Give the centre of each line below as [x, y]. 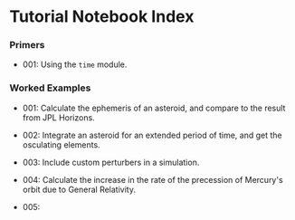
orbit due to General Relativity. [79, 189]
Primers [27, 45]
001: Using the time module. [75, 64]
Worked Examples [50, 88]
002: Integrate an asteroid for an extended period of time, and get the [152, 135]
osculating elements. [62, 144]
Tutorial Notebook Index [102, 17]
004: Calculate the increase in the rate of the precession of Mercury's [152, 179]
